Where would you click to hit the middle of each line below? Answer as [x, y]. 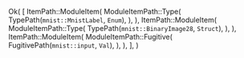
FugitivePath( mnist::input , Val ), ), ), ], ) [73, 45]
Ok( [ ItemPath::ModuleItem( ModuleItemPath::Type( [95, 12]
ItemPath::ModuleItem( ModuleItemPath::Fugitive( [90, 37]
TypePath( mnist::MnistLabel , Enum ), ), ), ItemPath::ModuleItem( [113, 20]
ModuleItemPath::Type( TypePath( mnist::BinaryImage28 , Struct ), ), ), [122, 28]
